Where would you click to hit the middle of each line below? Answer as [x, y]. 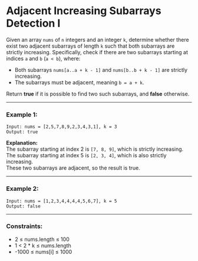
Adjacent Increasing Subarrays [84, 11]
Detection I [33, 23]
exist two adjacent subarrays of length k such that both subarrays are [90, 46]
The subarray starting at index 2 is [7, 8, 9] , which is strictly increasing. [95, 149]
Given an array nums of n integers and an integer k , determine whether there [98, 39]
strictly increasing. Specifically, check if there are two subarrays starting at [97, 52]
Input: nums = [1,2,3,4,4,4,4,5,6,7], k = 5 [62, 201]
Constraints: [24, 226]
